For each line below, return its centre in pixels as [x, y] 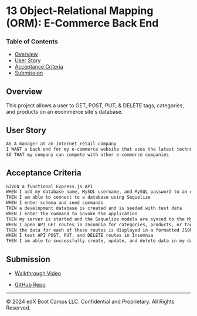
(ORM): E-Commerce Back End [82, 23]
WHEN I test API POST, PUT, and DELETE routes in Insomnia [80, 236]
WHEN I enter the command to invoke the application [72, 213]
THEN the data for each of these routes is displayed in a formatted [93, 230]
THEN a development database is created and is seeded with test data [94, 208]
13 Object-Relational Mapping [80, 11]
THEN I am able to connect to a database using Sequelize [78, 198]
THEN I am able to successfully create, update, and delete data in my [95, 241]
